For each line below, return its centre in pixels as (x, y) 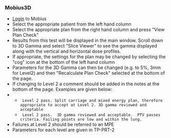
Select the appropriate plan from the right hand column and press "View (88, 30)
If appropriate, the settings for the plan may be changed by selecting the (89, 57)
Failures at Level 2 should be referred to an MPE (63, 125)
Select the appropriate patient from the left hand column (72, 24)
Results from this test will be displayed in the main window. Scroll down (88, 40)
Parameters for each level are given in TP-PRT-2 (63, 130)
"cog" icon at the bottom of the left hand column (63, 62)
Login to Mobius (29, 19)
